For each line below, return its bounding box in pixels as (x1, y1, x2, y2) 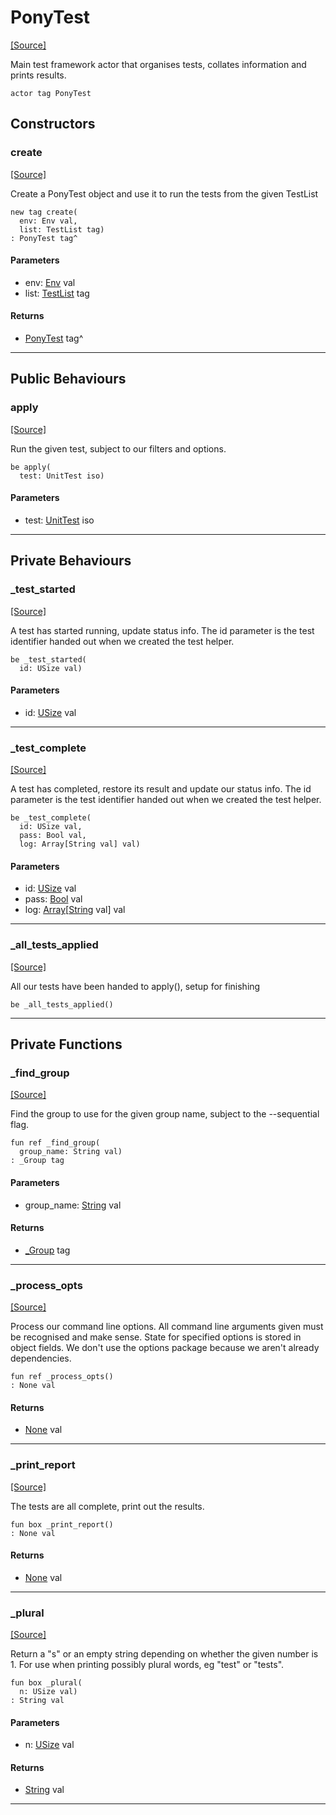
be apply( (10, 462, 52, 472)
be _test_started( (10, 654, 87, 665)
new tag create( (10, 207, 78, 217)
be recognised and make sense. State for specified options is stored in (10, 1331, 302, 1343)
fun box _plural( (10, 1678, 83, 1688)
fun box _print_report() (10, 1519, 114, 1530)
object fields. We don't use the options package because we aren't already (10, 1342, 320, 1353)
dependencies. (10, 1352, 72, 1364)
